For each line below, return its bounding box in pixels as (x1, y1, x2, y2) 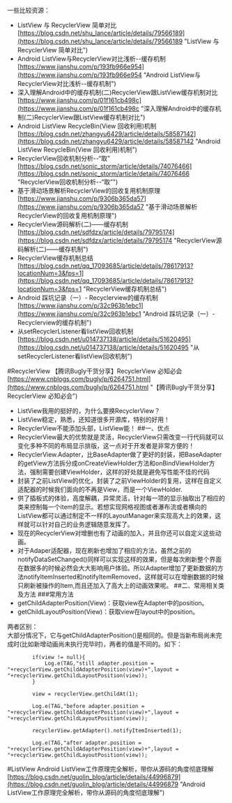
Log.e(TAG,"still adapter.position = (44, 660, 155, 667)
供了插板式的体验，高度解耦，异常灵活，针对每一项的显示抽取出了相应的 (17, 494, 225, 502)
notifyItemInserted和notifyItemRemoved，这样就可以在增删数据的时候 (23, 572, 224, 581)
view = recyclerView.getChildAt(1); (32, 690, 139, 697)
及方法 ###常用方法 (17, 590, 75, 598)
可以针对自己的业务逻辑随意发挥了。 (29, 520, 134, 528)
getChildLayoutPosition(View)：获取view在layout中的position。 (17, 607, 199, 616)
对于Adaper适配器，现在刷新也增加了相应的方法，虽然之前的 (17, 547, 192, 554)
